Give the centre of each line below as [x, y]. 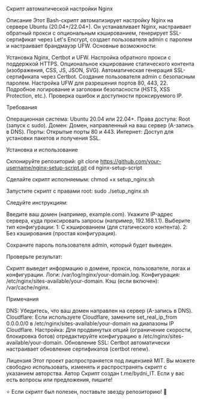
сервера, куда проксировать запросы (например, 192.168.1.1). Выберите [98, 221]
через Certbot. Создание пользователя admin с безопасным [118, 77]
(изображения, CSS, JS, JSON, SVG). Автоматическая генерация [89, 70]
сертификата [23, 77]
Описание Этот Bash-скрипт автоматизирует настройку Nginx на [90, 20]
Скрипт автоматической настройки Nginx [59, 9]
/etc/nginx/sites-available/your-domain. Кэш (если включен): [82, 281]
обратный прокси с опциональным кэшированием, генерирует [87, 33]
